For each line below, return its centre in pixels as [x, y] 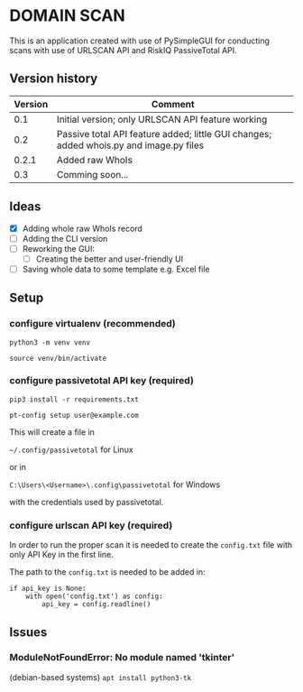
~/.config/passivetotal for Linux [71, 449]
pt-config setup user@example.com [74, 415]
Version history [54, 79]
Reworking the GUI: [59, 248]
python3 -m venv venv [50, 342]
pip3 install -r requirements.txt [74, 399]
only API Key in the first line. [62, 555]
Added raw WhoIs [95, 160]
